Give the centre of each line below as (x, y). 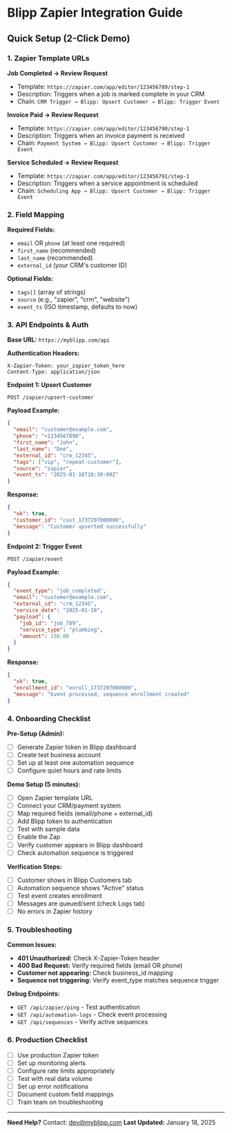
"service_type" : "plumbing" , (61, 630)
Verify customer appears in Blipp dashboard (80, 845)
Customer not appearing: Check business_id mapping (95, 973)
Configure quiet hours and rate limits (69, 770)
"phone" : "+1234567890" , (49, 436)
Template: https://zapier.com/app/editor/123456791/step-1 (103, 175)
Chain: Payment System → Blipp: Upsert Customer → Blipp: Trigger (114, 143)
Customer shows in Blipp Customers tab (75, 880)
